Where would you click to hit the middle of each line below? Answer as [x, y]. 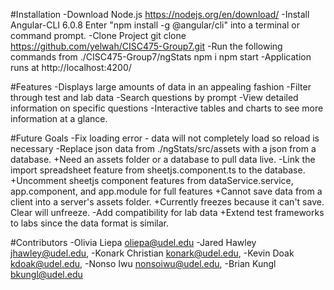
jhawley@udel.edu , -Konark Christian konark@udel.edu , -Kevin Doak [152, 253]
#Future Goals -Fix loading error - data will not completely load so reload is [165, 138]
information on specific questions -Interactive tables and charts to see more [167, 108]
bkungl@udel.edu [46, 274]
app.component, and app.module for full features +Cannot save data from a [166, 191]
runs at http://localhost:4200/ [71, 67]
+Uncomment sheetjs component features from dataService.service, [152, 180]
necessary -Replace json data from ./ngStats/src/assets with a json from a [163, 148]
